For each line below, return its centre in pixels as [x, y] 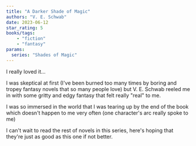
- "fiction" [31, 39]
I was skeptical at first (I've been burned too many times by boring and [92, 83]
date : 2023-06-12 [27, 22]
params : [16, 50]
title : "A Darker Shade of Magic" [48, 11]
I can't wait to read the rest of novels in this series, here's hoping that [90, 130]
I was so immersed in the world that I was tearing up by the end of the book [97, 106]
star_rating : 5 [25, 28]
